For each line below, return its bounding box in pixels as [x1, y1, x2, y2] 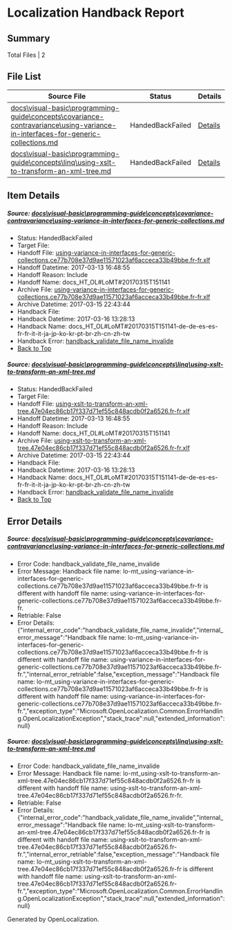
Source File [48, 91, 86, 101]
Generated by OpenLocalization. [7, 915, 99, 924]
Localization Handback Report [7, 5, 185, 21]
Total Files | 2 [7, 51, 46, 59]
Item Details [7, 190, 60, 202]
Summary [7, 33, 50, 44]
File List [7, 71, 41, 82]
